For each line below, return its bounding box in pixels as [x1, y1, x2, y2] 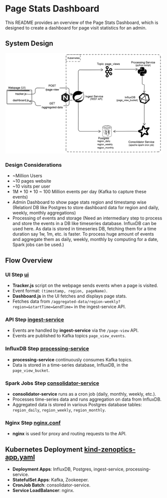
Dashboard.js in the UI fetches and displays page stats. [12, 293, 127, 299]
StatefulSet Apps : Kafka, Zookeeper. [12, 477, 89, 483]
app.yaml [5, 453, 35, 462]
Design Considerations [5, 162, 62, 169]
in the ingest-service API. [74, 304, 126, 310]
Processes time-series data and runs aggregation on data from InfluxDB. [12, 396, 162, 402]
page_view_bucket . [12, 367, 50, 373]
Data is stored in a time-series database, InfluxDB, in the [12, 362, 129, 368]
